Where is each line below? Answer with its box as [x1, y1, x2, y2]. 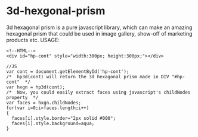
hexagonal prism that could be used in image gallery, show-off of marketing [6, 30, 193, 37]
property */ [6, 94, 39, 100]
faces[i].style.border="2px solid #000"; [11, 115, 116, 121]
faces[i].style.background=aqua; [11, 120, 95, 126]
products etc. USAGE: [6, 36, 60, 43]
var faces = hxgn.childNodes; [6, 100, 82, 106]
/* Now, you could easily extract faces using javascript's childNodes [6, 89, 191, 95]
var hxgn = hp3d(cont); [6, 84, 66, 90]
